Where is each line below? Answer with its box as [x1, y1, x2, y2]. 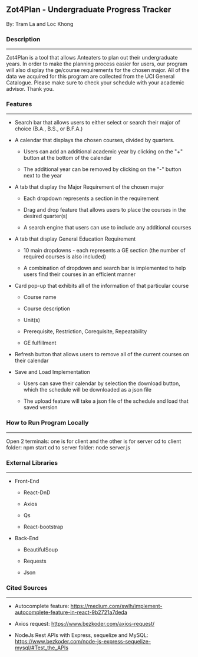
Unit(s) [23, 317, 40, 324]
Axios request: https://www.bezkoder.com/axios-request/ [14, 620, 155, 628]
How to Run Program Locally [6, 419, 89, 427]
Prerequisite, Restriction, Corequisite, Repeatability [23, 328, 147, 335]
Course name [23, 294, 57, 301]
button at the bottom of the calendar [23, 155, 112, 162]
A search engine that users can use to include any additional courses [23, 224, 192, 231]
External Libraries [6, 458, 58, 467]
